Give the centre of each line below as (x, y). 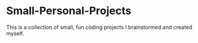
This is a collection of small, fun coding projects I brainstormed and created (99, 27)
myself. (15, 33)
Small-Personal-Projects (69, 11)
